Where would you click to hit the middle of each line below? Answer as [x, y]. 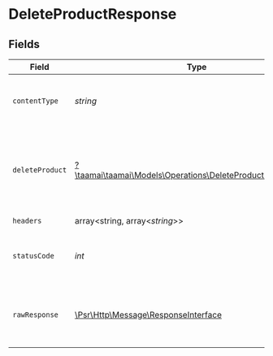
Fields [24, 44]
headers [27, 221]
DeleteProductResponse [93, 14]
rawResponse [36, 315]
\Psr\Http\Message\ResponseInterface [148, 315]
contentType [36, 101]
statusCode [33, 256]
